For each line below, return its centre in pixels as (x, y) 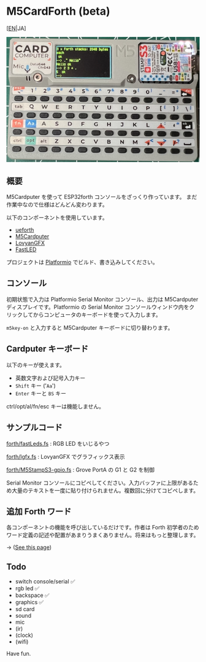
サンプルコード (34, 428)
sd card (25, 609)
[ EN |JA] (16, 28)
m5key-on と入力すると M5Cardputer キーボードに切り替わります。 (90, 327)
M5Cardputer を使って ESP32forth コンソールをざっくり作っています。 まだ (102, 197)
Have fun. (19, 654)
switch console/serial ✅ (45, 582)
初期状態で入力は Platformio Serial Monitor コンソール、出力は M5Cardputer (102, 299)
